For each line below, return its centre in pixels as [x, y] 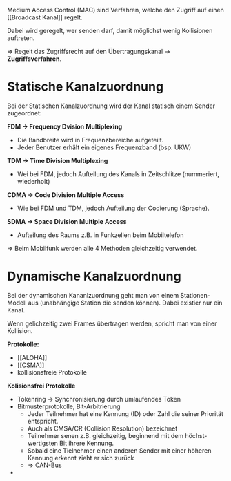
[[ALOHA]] [32, 357]
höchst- [196, 435]
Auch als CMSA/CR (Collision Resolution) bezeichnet [102, 428]
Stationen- [195, 295]
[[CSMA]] [31, 365]
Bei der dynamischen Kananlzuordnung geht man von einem [93, 295]
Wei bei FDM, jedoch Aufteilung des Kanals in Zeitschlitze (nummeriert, [118, 174]
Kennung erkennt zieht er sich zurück [81, 458]
